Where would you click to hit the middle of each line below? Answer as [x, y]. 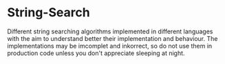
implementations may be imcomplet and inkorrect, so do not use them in [110, 46]
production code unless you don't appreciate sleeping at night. [96, 53]
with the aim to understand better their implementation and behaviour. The [112, 38]
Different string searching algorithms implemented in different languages [110, 31]
